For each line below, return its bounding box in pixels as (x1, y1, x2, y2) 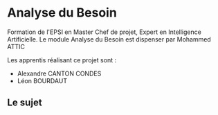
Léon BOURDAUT (17, 76, 68, 85)
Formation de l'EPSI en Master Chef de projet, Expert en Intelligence (7, 28, 202, 36)
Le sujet (7, 97, 43, 109)
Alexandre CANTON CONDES (17, 69, 102, 78)
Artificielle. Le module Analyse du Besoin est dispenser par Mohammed (7, 35, 211, 43)
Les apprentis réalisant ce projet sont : (7, 55, 116, 64)
